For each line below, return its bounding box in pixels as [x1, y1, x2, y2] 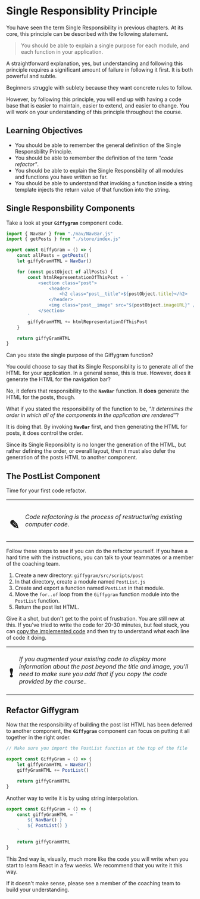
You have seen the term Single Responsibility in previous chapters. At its [6, 24, 183, 31]
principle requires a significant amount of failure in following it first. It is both [6, 66, 193, 73]
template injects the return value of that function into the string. [14, 186, 171, 193]
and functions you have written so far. [14, 173, 108, 180]
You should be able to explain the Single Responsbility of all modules [14, 167, 183, 174]
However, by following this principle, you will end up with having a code [6, 96, 182, 103]
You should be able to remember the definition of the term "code [14, 154, 174, 161]
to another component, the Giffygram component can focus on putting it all [6, 728, 190, 735]
